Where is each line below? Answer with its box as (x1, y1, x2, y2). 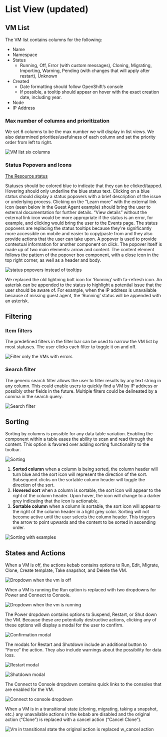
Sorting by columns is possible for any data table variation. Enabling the (5, 431, 153, 437)
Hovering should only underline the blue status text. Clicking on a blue (5, 188, 150, 194)
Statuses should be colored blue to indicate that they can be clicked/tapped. (5, 183, 162, 189)
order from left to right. (5, 139, 52, 146)
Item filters (5, 327, 32, 334)
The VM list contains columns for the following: (5, 37, 102, 43)
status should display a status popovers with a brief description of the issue (5, 193, 161, 199)
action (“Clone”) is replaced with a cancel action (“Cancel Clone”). (5, 716, 141, 722)
